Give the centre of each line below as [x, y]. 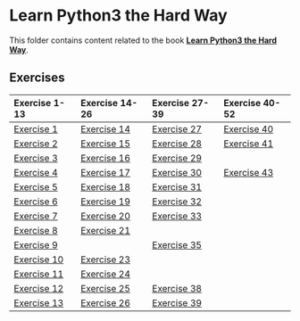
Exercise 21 [105, 230]
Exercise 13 [39, 302]
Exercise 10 [39, 259]
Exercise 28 [177, 144]
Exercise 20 [105, 216]
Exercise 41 [248, 144]
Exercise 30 [177, 172]
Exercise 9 [36, 244]
